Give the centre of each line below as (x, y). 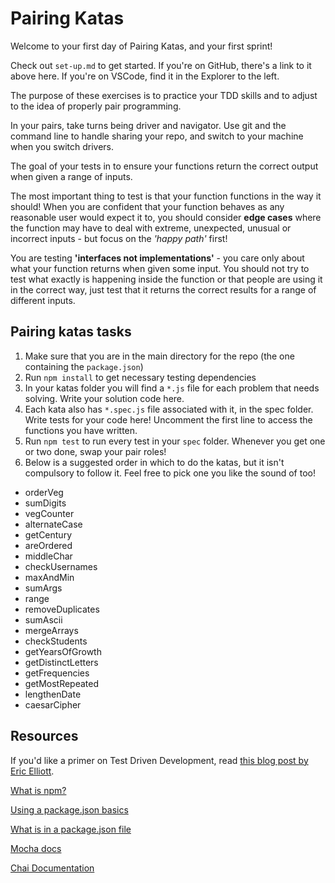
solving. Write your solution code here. (104, 398)
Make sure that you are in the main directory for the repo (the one (159, 356)
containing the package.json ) (84, 366)
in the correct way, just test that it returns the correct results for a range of (163, 289)
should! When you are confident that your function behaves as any (147, 206)
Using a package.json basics (69, 809)
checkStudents (56, 641)
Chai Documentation (52, 868)
